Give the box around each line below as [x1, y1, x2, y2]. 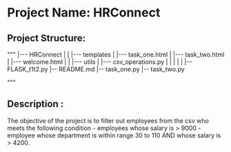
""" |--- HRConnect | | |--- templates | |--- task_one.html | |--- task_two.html [7, 50, 225, 58]
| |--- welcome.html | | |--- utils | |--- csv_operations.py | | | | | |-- [7, 58, 192, 66]
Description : [7, 98, 64, 110]
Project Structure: [7, 32, 86, 44]
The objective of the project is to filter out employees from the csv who [7, 116, 209, 124]
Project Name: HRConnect [7, 5, 161, 21]
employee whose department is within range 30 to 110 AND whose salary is [7, 131, 221, 139]
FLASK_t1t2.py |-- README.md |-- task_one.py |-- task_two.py [7, 65, 185, 73]
